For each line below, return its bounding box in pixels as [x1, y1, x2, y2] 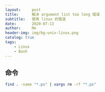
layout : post [5, 7, 41, 12]
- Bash [14, 49, 28, 54]
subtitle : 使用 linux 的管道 [5, 16, 66, 21]
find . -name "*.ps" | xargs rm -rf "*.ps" [5, 82, 97, 87]
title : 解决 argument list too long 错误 [5, 12, 100, 17]
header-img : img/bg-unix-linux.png [5, 30, 79, 35]
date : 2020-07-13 [5, 21, 54, 26]
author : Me [5, 26, 37, 31]
